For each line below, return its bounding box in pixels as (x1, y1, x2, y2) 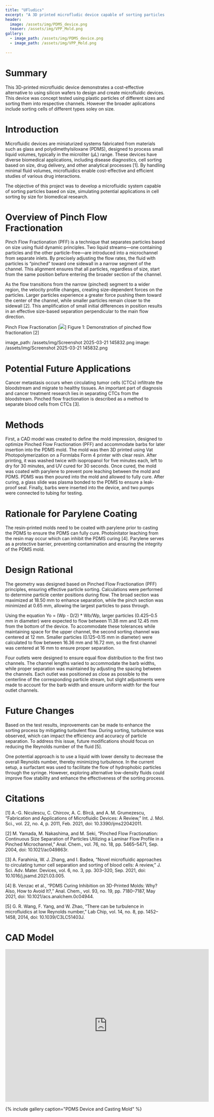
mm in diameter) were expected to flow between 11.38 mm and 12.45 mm (5, 618, 159, 624)
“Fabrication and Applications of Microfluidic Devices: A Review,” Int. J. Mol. (5, 815, 164, 821)
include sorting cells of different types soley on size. (5, 105, 115, 112)
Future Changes (5, 705, 75, 717)
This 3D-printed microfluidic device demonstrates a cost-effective (5, 84, 144, 90)
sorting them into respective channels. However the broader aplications (5, 100, 156, 106)
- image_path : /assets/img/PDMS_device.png (10, 36, 103, 41)
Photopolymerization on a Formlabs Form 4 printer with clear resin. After (5, 452, 157, 458)
